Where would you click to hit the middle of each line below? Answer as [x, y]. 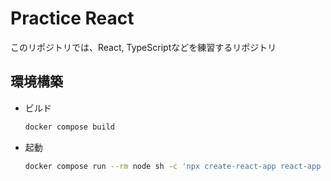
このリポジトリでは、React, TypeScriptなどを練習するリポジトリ [143, 47]
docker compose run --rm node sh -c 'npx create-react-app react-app [173, 166]
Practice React [72, 18]
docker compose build [69, 127]
